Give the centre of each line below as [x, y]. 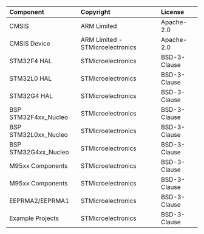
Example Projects [34, 218]
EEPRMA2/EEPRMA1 [39, 201]
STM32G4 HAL [31, 96]
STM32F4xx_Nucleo [39, 117]
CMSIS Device [30, 43]
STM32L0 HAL [31, 78]
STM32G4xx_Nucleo [39, 152]
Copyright [96, 12]
